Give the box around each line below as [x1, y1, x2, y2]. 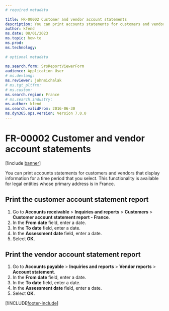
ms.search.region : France [5, 92, 59, 97]
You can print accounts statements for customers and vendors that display [5, 170, 160, 176]
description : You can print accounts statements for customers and [5, 21, 150, 27]
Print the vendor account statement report [5, 250, 141, 259]
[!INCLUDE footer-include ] [5, 300, 59, 306]
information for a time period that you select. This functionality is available [5, 175, 159, 181]
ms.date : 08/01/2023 [5, 31, 49, 36]
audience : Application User [5, 69, 64, 74]
